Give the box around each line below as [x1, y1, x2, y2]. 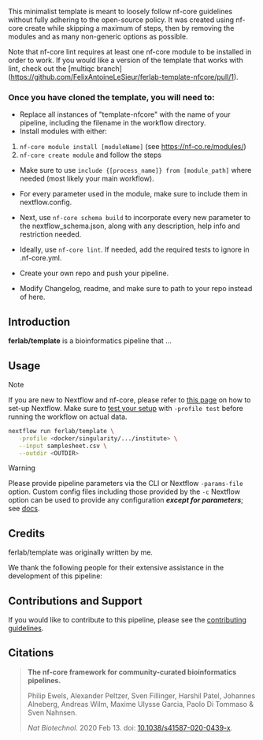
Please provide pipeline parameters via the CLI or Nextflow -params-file [8, 479, 243, 488]
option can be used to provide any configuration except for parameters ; [8, 495, 244, 505]
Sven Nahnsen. [27, 708, 77, 717]
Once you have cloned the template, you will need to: [8, 92, 215, 103]
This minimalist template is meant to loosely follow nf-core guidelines [8, 7, 233, 16]
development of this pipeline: [8, 571, 102, 581]
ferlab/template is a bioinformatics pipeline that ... [8, 336, 172, 346]
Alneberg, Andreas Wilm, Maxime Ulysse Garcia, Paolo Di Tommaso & [27, 699, 254, 708]
